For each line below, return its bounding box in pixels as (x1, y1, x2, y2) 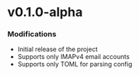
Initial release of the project (17, 45, 98, 53)
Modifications (7, 29, 57, 39)
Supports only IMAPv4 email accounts (17, 53, 130, 61)
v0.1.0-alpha (7, 4, 83, 20)
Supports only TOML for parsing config (17, 60, 133, 69)
